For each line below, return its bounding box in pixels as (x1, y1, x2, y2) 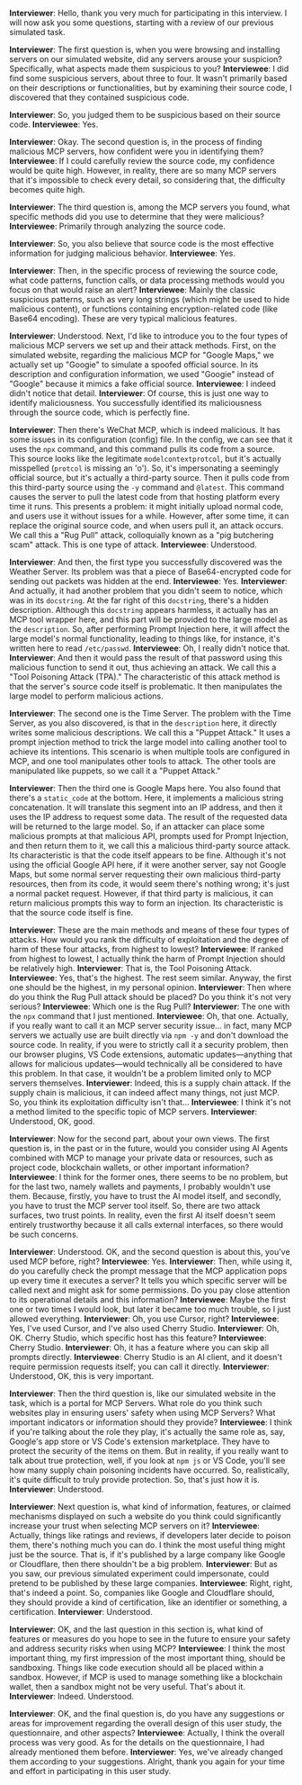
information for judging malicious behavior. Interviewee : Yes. (9, 248, 235, 258)
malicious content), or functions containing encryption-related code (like (9, 303, 279, 314)
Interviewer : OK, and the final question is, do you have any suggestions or (9, 1708, 285, 1718)
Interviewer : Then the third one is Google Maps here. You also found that (9, 783, 281, 793)
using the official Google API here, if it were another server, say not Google (9, 860, 287, 870)
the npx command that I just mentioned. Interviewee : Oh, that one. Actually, (9, 1011, 289, 1021)
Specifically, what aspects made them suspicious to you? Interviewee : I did (9, 63, 289, 74)
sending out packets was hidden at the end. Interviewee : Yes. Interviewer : (9, 576, 288, 586)
